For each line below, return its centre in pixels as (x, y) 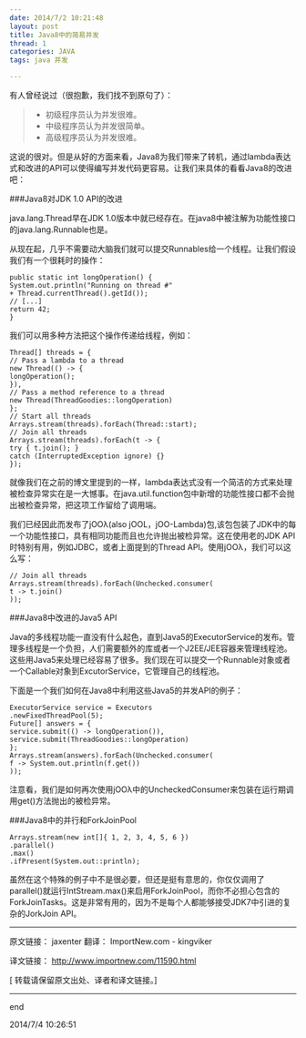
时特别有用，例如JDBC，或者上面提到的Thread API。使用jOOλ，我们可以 (147, 547)
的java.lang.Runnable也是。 (61, 229)
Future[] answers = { (51, 724)
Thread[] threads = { (51, 352)
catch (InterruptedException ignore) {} (87, 456)
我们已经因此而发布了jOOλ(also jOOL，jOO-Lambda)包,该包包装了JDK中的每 (153, 524)
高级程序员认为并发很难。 (93, 137)
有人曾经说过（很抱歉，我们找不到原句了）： (91, 95)
